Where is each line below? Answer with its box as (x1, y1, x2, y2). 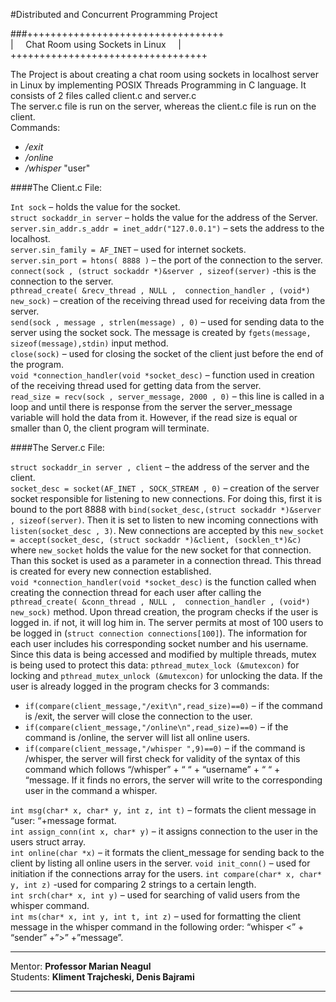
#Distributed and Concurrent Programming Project (10, 9, 218, 20)
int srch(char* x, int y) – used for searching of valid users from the (10, 889, 301, 901)
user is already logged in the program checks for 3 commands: (10, 680, 270, 692)
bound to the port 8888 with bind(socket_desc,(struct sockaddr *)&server (10, 504, 322, 515)
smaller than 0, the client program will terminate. (10, 422, 210, 434)
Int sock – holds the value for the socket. (10, 201, 181, 213)
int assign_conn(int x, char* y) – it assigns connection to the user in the (10, 825, 318, 837)
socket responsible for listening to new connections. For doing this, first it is (10, 493, 323, 504)
